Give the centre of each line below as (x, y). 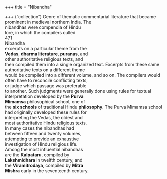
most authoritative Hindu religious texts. (46, 123)
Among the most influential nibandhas (44, 150)
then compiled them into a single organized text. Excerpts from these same (82, 65)
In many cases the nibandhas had (40, 128)
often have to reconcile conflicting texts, (47, 80)
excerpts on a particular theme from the (46, 49)
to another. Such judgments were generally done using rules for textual (78, 91)
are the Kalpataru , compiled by (37, 155)
